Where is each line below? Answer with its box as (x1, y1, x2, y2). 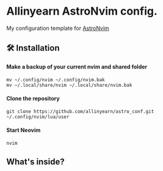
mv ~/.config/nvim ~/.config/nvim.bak (6, 76, 105, 83)
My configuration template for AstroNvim (6, 24, 110, 32)
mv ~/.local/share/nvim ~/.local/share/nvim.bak (6, 82, 132, 88)
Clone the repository (6, 95, 60, 102)
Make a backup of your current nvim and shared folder (6, 63, 148, 70)
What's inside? (6, 157, 65, 167)
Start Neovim (6, 126, 41, 134)
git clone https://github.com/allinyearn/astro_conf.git (6, 108, 154, 114)
